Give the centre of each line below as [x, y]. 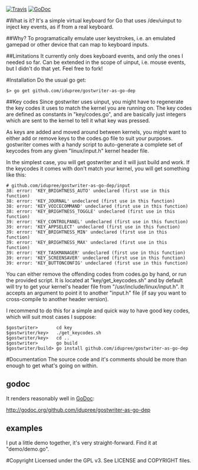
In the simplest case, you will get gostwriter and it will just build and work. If [98, 162]
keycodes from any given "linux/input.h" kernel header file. [77, 151]
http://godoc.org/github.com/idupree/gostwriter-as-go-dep [78, 410]
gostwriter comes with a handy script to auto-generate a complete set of [94, 144]
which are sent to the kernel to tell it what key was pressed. [78, 120]
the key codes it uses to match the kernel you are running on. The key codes [99, 108]
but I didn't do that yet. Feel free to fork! [55, 68]
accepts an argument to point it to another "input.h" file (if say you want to [96, 293]
